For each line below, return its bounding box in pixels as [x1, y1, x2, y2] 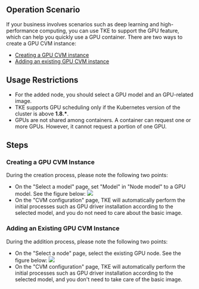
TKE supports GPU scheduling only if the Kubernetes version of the [14, 104, 181, 111]
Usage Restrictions [6, 75, 79, 86]
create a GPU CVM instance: [6, 39, 76, 47]
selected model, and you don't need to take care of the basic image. [14, 275, 183, 283]
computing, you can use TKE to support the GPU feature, [39, 27, 180, 34]
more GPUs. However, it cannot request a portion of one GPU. [14, 123, 167, 130]
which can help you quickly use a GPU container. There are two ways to [6, 33, 183, 41]
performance [6, 27, 39, 34]
